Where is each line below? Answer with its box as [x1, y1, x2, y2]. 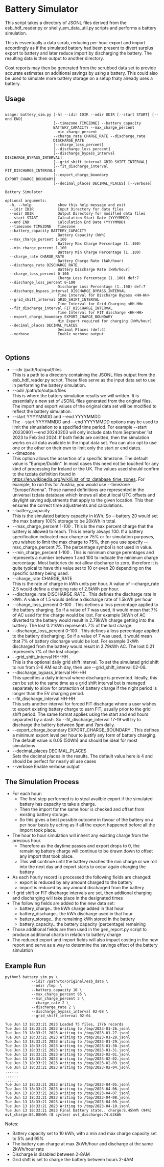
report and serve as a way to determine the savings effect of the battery [12, 942, 158, 948]
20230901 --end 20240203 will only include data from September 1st [12, 429, 153, 435]
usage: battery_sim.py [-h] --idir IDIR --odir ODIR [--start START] [5, 112, 150, 117]
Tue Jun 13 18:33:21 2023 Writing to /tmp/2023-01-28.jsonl [5, 1035, 131, 1040]
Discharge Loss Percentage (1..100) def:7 [57, 284, 146, 289]
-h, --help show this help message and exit [9, 203, 126, 207]
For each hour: [12, 790, 42, 797]
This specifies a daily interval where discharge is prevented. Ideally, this [12, 674, 158, 680]
